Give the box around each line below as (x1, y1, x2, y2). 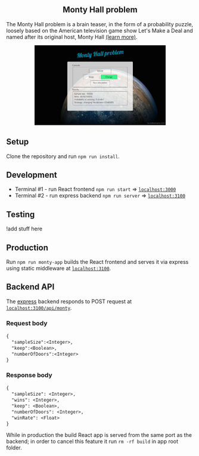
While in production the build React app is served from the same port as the (6, 432, 192, 439)
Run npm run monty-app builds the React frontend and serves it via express (6, 258, 189, 265)
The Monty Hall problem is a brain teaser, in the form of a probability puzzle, (6, 20, 194, 27)
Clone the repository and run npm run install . (6, 152, 120, 160)
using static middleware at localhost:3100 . (6, 264, 111, 272)
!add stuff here (6, 225, 43, 232)
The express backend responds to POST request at (6, 298, 132, 305)
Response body (6, 371, 52, 379)
